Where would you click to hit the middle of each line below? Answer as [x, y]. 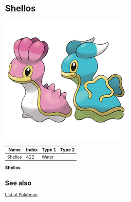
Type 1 [49, 150]
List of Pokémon [21, 194]
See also [18, 183]
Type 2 [67, 150]
